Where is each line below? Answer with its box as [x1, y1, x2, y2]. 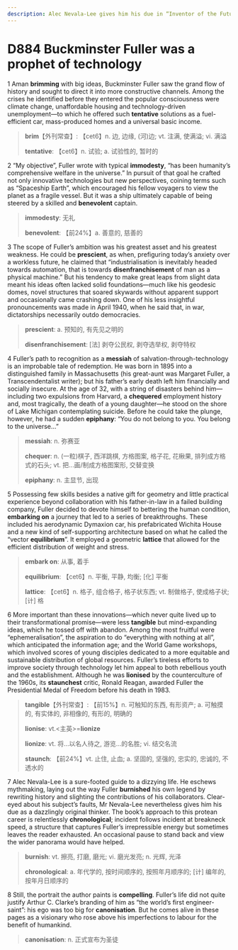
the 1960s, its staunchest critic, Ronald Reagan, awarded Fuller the [7, 678, 204, 686]
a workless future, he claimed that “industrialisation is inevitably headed [7, 257, 217, 266]
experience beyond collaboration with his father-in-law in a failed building [7, 497, 223, 505]
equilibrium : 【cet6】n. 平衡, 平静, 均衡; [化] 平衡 [24, 572, 169, 581]
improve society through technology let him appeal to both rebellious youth [7, 663, 227, 671]
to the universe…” [7, 422, 59, 430]
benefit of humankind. [7, 920, 72, 929]
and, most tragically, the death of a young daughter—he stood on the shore [7, 399, 227, 408]
